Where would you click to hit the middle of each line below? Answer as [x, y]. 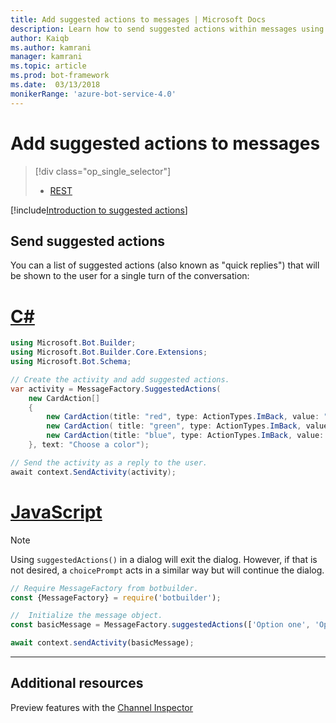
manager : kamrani [46, 57]
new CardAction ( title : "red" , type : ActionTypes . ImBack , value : [183, 417]
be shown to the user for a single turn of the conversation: [130, 276]
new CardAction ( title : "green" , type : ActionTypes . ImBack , [174, 426]
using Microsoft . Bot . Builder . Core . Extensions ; [109, 352]
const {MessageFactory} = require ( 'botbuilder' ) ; [116, 597]
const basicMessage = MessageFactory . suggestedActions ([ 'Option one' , [160, 625]
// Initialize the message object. [86, 616]
